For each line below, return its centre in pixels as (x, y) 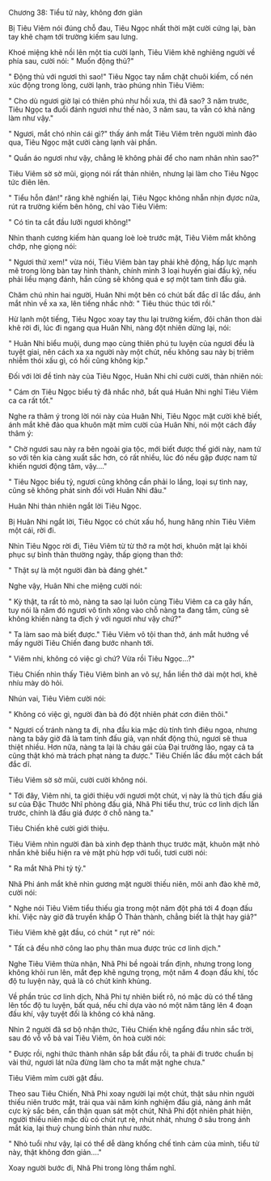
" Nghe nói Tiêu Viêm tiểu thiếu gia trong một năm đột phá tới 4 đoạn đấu (131, 908)
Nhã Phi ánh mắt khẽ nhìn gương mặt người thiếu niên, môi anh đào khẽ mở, (135, 884)
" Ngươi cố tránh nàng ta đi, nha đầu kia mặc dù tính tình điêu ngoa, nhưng (133, 730)
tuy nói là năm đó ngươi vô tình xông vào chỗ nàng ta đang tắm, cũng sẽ (129, 610)
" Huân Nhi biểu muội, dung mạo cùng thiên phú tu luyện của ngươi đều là (131, 343)
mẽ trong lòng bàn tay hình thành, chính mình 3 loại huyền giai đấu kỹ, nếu (132, 270)
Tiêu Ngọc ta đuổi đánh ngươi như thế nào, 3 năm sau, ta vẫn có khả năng (132, 110)
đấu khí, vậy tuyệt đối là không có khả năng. (82, 1014)
